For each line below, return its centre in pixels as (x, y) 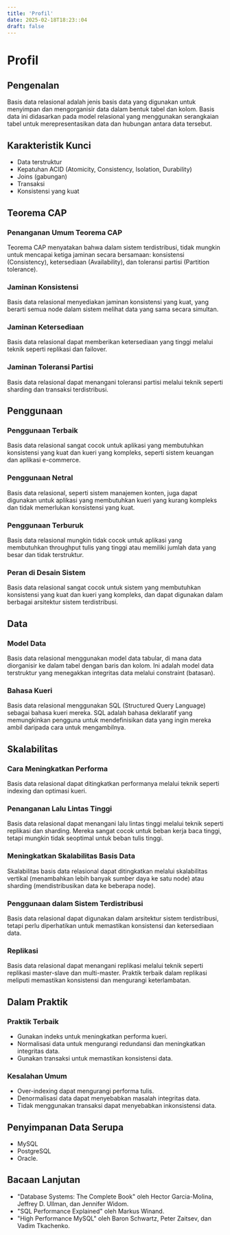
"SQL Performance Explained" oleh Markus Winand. (91, 1211)
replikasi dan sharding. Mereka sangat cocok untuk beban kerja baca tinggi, (114, 831)
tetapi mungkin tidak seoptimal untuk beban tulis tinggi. (85, 838)
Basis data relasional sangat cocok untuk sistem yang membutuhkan (104, 587)
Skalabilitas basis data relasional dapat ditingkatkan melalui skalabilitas (107, 871)
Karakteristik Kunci (49, 145)
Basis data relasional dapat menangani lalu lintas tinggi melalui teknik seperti (115, 824)
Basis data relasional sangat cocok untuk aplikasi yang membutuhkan (105, 445)
